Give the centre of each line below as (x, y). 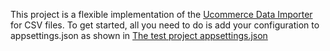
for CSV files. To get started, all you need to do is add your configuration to (165, 25)
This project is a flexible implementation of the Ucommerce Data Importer (161, 14)
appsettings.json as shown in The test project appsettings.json (139, 35)
